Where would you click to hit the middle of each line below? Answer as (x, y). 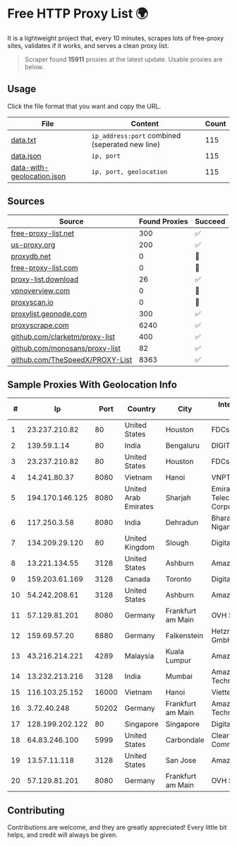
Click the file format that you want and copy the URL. (84, 106)
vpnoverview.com (41, 291)
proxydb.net (31, 256)
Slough (177, 543)
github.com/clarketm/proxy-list (63, 337)
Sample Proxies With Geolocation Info (92, 384)
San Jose (181, 760)
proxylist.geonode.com (49, 313)
